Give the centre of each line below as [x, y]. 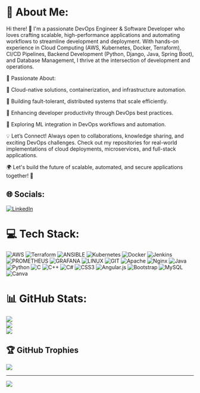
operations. [20, 66]
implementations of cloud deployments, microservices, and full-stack [91, 149]
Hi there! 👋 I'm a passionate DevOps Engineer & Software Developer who [96, 29]
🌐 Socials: [26, 194]
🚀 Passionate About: [31, 78]
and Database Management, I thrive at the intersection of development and [98, 60]
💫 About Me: [37, 12]
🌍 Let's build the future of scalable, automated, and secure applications [95, 167]
